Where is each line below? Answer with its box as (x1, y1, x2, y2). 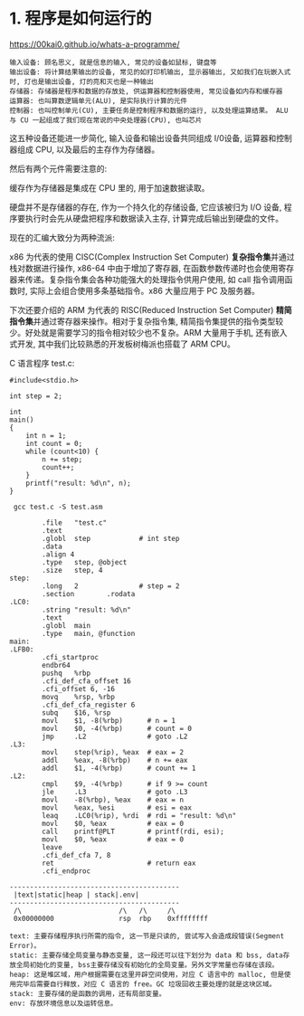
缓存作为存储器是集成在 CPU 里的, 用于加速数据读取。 (9, 182, 210, 193)
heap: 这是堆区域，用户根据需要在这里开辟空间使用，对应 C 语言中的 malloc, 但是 (9, 970, 285, 979)
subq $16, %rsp (42, 707, 111, 717)
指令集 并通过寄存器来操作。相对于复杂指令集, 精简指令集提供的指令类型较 (9, 316, 283, 327)
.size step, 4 (42, 565, 103, 574)
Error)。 (9, 941, 41, 950)
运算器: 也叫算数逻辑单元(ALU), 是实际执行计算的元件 (9, 96, 188, 105)
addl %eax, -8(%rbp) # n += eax (42, 755, 188, 764)
